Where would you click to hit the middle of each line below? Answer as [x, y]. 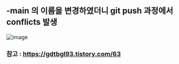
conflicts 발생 [32, 22]
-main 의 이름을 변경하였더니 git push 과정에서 [90, 11]
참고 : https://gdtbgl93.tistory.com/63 [64, 54]
